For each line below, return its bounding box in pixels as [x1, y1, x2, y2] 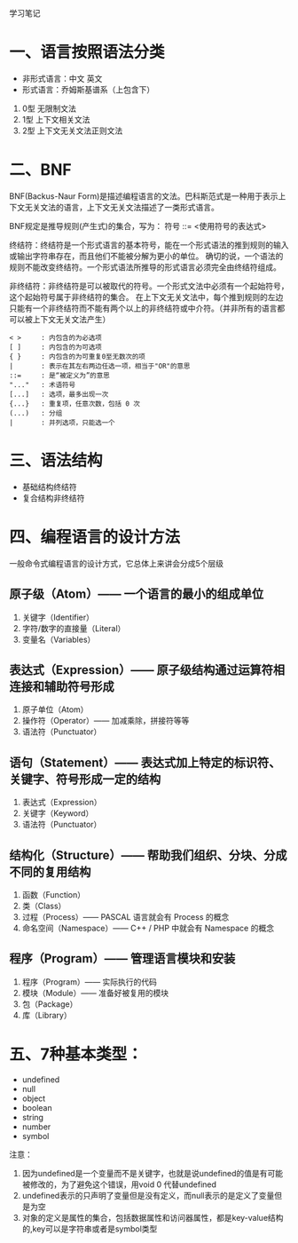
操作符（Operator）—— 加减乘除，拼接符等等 [21, 716, 190, 726]
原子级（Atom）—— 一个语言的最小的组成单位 [9, 587, 264, 602]
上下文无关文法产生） [32, 313, 111, 324]
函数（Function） [21, 890, 86, 899]
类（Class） [21, 900, 67, 911]
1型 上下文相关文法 [21, 114, 90, 124]
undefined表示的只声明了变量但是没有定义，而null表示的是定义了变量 [21, 1190, 275, 1200]
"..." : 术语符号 [9, 380, 76, 389]
